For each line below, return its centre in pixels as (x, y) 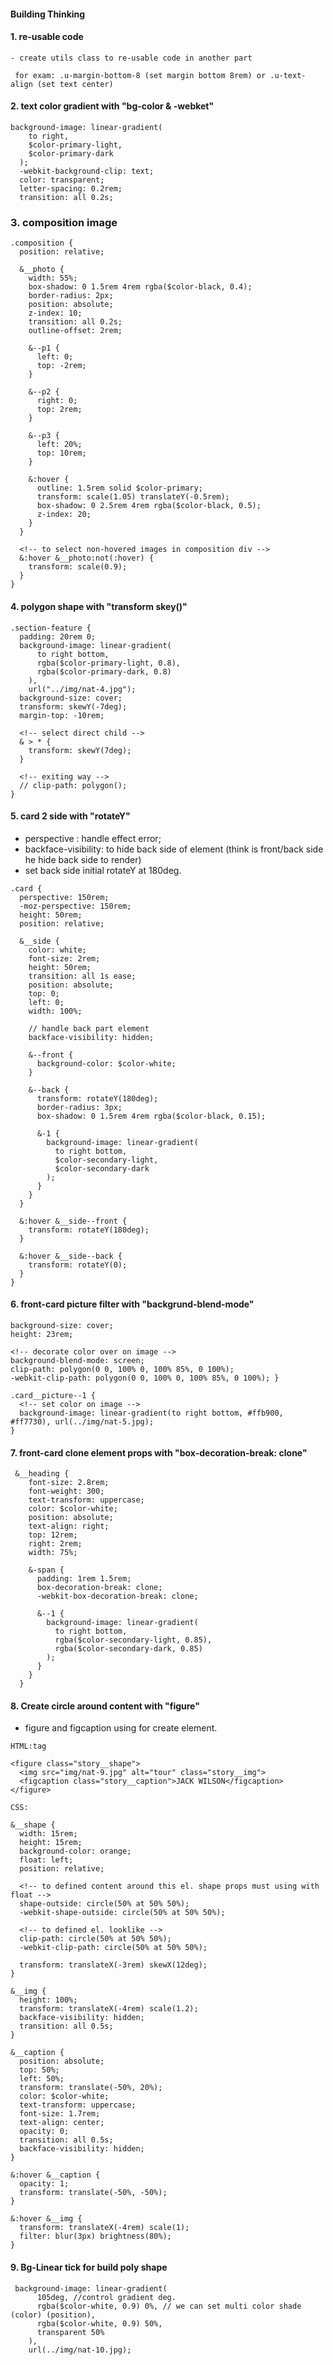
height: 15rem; (51, 1843)
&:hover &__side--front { (73, 1221)
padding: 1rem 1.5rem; (84, 1579)
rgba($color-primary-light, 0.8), (109, 663)
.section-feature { (51, 628)
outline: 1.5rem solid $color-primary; (119, 488)
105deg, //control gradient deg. (106, 2297)
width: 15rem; (48, 1834)
